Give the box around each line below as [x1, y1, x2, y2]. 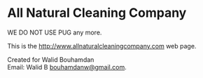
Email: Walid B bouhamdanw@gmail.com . [7, 63, 127, 71]
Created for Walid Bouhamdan [7, 55, 94, 64]
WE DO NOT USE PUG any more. [7, 28, 102, 37]
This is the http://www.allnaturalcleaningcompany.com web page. [7, 41, 197, 50]
